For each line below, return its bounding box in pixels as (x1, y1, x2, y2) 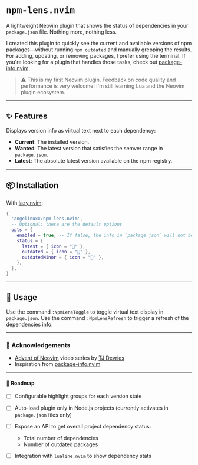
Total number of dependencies (23, 434, 98, 441)
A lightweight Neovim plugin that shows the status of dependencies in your (6, 22, 189, 29)
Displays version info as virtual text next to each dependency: (6, 127, 156, 134)
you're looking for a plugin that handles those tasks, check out (6, 58, 158, 65)
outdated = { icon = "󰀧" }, (21, 249, 91, 255)
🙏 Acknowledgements (6, 341, 71, 349)
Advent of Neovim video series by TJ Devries (14, 354, 125, 361)
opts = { (11, 227, 33, 233)
